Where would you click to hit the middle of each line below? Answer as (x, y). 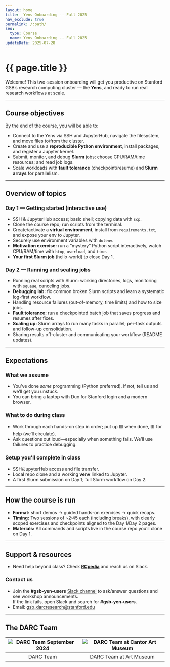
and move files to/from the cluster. (48, 141)
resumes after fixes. (33, 318)
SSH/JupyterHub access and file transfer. (56, 469)
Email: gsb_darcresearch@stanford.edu (54, 607)
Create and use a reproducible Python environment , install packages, (86, 146)
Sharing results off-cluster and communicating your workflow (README (87, 335)
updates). (23, 340)
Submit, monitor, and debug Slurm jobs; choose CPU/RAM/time (79, 157)
